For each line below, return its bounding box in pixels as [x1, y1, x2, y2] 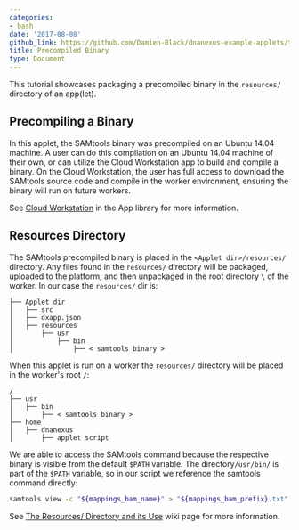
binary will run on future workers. [9, 184, 132, 196]
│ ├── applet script [9, 433, 109, 442]
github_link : [9, 37, 58, 47]
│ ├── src [9, 305, 53, 314]
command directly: [9, 477, 78, 488]
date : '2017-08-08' [9, 29, 82, 38]
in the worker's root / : [9, 369, 90, 379]
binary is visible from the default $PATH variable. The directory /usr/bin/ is [9, 458, 279, 469]
